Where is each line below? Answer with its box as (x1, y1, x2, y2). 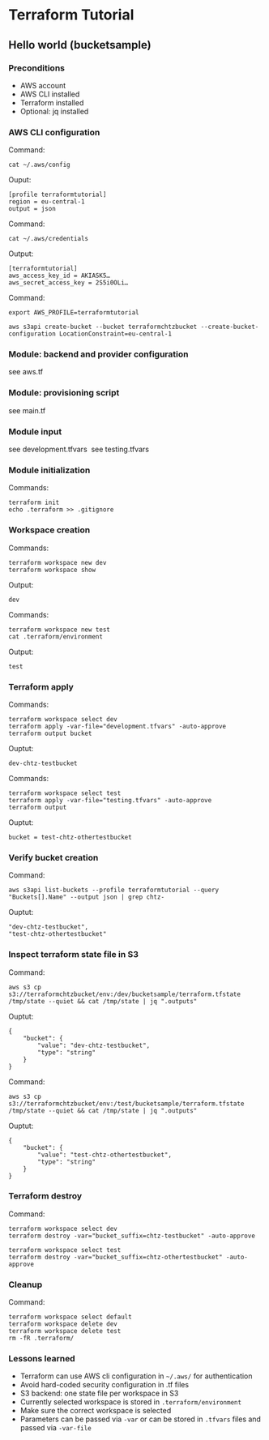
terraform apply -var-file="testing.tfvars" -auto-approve (8, 796, 212, 804)
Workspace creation (8, 524, 91, 536)
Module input (8, 425, 62, 437)
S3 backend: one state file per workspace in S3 (19, 1388, 179, 1399)
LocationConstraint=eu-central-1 (59, 330, 173, 338)
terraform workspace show (8, 566, 96, 574)
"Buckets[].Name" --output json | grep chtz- (8, 893, 164, 901)
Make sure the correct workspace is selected (19, 1406, 172, 1416)
